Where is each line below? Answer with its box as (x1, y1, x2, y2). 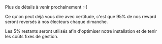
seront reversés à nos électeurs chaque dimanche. (5, 19, 108, 24)
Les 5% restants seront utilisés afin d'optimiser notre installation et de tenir (5, 28, 157, 34)
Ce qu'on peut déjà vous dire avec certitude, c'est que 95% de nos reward (5, 14, 157, 19)
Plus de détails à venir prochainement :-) (5, 4, 88, 10)
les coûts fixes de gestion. (5, 34, 59, 39)
